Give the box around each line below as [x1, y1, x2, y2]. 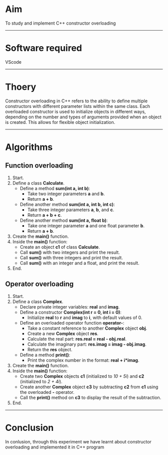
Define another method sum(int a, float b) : [19, 217, 108, 223]
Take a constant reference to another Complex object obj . [27, 325, 147, 331]
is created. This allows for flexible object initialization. [5, 119, 115, 125]
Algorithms [5, 141, 53, 153]
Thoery [5, 81, 36, 93]
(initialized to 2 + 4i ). [19, 378, 62, 384]
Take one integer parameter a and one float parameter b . [27, 222, 145, 229]
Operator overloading [5, 280, 74, 288]
